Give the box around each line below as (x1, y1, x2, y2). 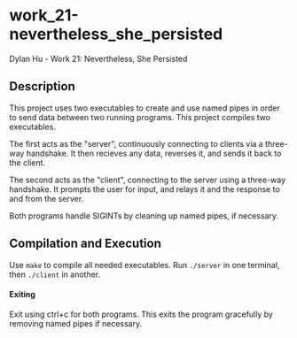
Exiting (9, 289, 35, 300)
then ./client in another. (9, 269, 101, 280)
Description (9, 79, 75, 94)
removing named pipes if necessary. (9, 318, 143, 328)
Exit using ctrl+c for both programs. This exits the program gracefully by (9, 309, 273, 319)
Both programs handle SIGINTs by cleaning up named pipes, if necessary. (9, 210, 279, 221)
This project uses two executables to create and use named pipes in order (9, 103, 281, 113)
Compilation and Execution (9, 236, 161, 251)
